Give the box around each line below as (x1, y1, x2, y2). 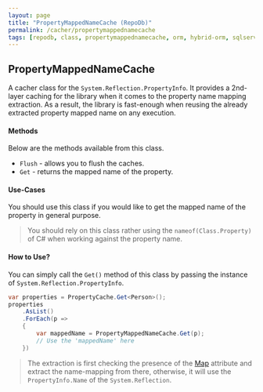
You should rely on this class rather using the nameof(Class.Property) (27, 226, 252, 235)
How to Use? (8, 252, 51, 262)
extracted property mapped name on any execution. (8, 108, 176, 118)
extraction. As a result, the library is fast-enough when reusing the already (8, 100, 248, 110)
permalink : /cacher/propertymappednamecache (8, 26, 156, 34)
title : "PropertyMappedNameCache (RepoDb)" (8, 19, 153, 27)
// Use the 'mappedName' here (36, 336, 135, 345)
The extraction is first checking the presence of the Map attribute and (27, 358, 253, 368)
